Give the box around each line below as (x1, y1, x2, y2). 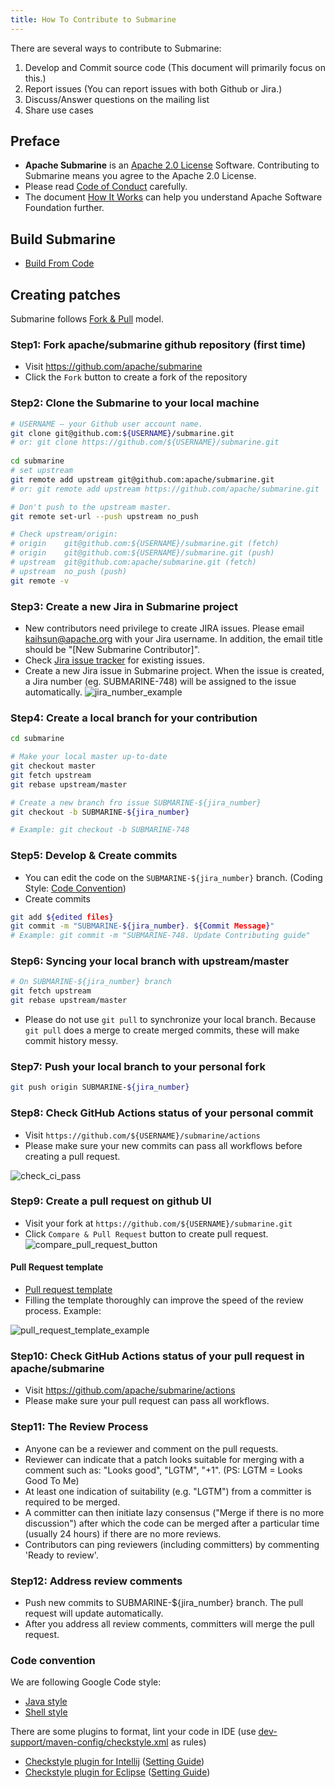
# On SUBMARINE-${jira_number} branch (10, 977, 172, 987)
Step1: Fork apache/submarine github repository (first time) (10, 337, 307, 351)
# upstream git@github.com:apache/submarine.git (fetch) (10, 557, 257, 568)
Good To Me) (24, 1474, 80, 1486)
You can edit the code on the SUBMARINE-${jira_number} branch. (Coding (24, 871, 323, 883)
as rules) (170, 1736, 207, 1748)
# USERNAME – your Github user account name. (10, 419, 203, 429)
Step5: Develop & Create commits (10, 849, 178, 863)
